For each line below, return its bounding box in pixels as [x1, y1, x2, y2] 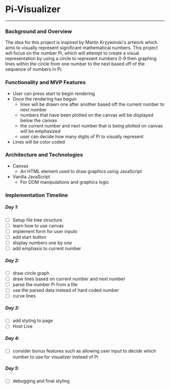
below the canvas [20, 117, 57, 123]
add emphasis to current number [12, 245, 81, 251]
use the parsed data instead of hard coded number [12, 287, 119, 293]
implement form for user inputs [12, 228, 77, 234]
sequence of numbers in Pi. [5, 66, 63, 72]
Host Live [12, 323, 33, 329]
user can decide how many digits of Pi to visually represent [20, 133, 144, 140]
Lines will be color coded [12, 139, 65, 145]
